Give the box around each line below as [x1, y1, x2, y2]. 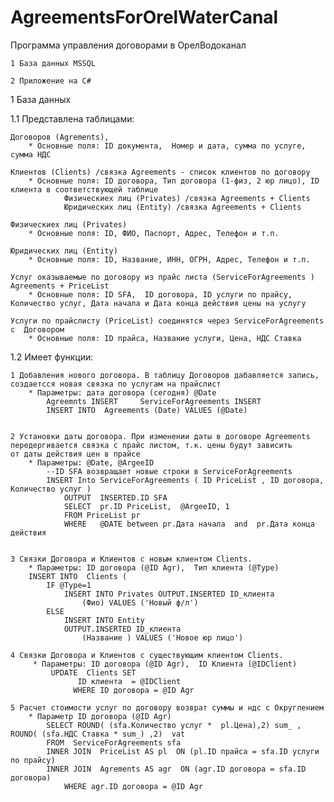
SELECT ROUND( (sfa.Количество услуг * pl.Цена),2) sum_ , [46, 720, 302, 730]
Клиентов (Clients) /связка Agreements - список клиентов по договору [10, 167, 311, 177]
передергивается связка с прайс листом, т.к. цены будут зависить [10, 440, 293, 450]
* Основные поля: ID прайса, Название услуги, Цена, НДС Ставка [28, 333, 302, 343]
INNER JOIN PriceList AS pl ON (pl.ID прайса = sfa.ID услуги [46, 746, 320, 756]
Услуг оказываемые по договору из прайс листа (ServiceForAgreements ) [10, 272, 315, 282]
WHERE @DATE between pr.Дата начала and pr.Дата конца [63, 519, 315, 529]
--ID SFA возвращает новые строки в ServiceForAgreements [46, 466, 293, 476]
